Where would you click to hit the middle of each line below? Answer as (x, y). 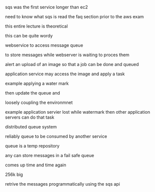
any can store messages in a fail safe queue (50, 155)
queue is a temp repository (32, 146)
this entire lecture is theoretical (36, 26)
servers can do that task (30, 117)
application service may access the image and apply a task (65, 74)
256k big (14, 175)
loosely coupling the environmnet (39, 102)
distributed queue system (31, 127)
